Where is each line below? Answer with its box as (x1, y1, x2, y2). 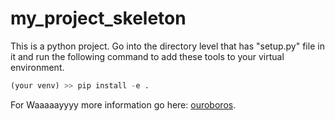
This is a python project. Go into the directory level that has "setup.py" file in (10, 40, 325, 52)
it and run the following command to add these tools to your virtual (10, 50, 285, 62)
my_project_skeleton (10, 7, 187, 30)
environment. (10, 61, 65, 73)
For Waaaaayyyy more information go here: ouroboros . (10, 98, 237, 111)
